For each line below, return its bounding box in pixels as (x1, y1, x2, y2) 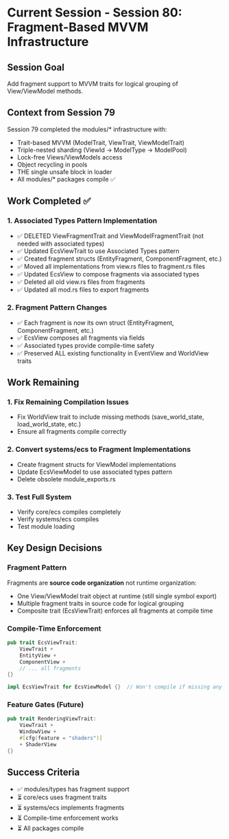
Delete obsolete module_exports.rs (16, 475, 116, 483)
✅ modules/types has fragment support (16, 785, 130, 793)
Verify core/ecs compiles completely (16, 508, 121, 516)
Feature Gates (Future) (7, 700, 84, 710)
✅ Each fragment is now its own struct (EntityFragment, (16, 318, 175, 327)
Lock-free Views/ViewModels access (16, 153, 123, 161)
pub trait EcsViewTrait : (7, 640, 78, 646)
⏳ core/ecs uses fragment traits (16, 793, 108, 801)
